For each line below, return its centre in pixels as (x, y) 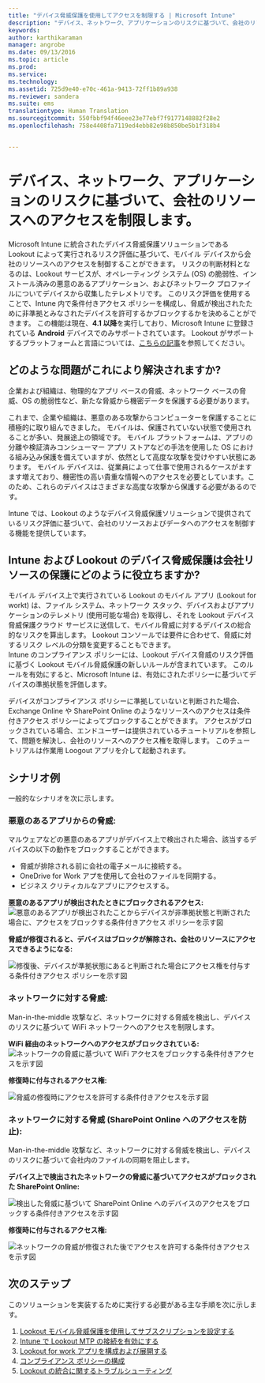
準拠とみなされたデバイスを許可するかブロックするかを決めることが (139, 313)
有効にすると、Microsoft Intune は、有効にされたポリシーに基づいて (139, 675)
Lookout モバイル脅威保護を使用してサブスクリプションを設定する (127, 1331)
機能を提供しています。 (52, 533)
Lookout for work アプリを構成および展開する (93, 1351)
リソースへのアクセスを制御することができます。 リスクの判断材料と (132, 264)
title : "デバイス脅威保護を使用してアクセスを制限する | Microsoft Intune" (122, 15)
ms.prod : (22, 67)
